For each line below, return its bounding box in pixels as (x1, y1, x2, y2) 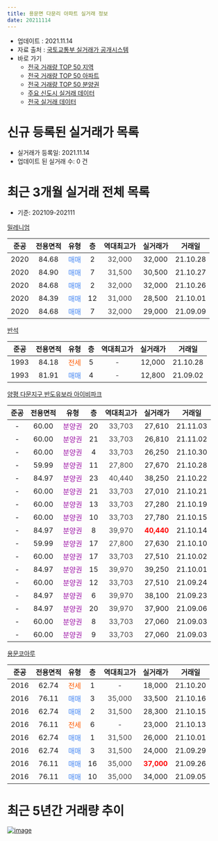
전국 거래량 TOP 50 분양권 (27, 80, 99, 88)
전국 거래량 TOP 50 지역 (27, 63, 94, 71)
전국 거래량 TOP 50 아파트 (27, 71, 99, 80)
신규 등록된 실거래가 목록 (7, 124, 140, 140)
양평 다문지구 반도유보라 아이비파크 (7, 390, 102, 398)
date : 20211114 (7, 17, 51, 24)
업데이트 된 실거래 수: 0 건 (17, 157, 88, 165)
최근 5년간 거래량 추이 (7, 803, 125, 819)
